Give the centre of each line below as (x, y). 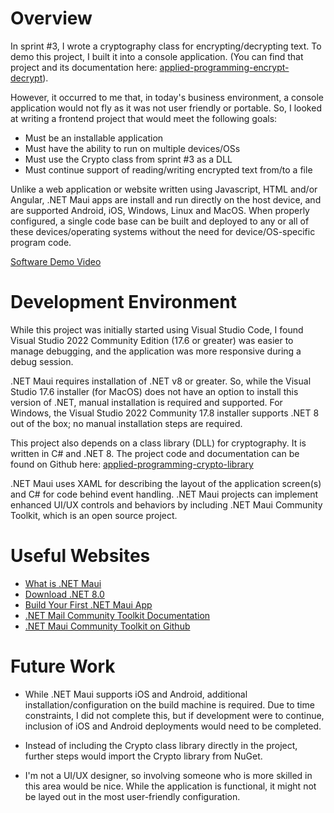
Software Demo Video (56, 261)
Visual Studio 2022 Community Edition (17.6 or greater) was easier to (152, 340)
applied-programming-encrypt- (224, 67)
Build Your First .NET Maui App (88, 604)
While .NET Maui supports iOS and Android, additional (136, 694)
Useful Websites (80, 556)
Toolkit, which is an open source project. (94, 515)
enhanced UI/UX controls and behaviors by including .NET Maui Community (166, 504)
